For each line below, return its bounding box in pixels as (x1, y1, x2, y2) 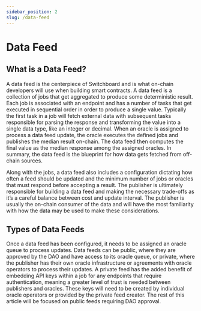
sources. (20, 157, 43, 164)
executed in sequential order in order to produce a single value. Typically (6, 106, 187, 113)
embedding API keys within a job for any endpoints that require (6, 272, 162, 280)
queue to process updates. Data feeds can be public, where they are (6, 247, 176, 254)
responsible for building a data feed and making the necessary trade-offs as (6, 188, 195, 195)
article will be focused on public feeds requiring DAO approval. (6, 298, 161, 305)
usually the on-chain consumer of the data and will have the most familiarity (6, 200, 194, 208)
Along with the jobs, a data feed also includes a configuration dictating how (6, 168, 193, 176)
